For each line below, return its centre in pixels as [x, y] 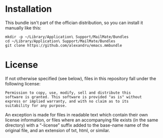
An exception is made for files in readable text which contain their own [77, 114]
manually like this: [23, 28]
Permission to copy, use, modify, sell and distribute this [68, 93]
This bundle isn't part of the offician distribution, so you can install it [74, 23]
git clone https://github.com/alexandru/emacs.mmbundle [64, 45]
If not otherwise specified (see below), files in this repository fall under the [81, 78]
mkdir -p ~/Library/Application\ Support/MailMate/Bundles [67, 37]
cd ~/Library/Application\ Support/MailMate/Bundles [60, 41]
